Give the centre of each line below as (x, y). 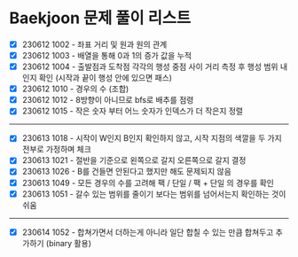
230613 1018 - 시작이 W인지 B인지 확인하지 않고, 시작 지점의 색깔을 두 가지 (152, 138)
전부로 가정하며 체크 (56, 149)
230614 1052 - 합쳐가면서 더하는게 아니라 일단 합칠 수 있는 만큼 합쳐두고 (148, 232)
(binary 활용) (68, 243)
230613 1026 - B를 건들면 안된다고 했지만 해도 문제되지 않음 (127, 171)
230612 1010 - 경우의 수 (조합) (75, 89)
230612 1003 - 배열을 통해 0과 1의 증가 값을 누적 (107, 55)
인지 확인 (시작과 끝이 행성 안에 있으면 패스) (97, 78)
